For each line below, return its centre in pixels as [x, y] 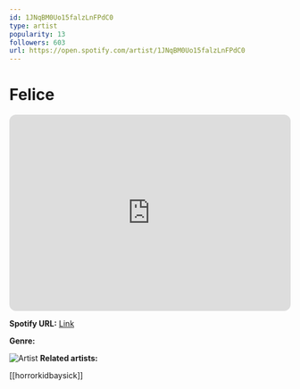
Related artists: [69, 359]
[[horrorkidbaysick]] [46, 376]
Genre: [22, 341]
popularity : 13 [37, 34]
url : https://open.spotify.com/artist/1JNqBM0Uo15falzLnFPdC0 [127, 51]
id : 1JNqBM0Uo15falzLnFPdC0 [62, 17]
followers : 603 [37, 42]
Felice [32, 95]
